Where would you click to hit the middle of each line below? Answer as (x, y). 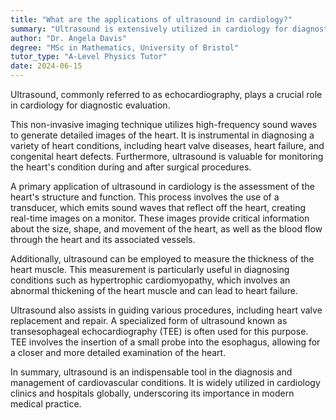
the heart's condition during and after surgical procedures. (131, 167)
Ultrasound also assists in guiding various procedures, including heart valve (166, 310)
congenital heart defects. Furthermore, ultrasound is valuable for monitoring (167, 156)
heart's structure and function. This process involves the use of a (145, 197)
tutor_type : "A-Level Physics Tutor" (89, 57)
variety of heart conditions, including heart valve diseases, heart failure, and (167, 145)
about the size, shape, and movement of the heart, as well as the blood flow (166, 229)
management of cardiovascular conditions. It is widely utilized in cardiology (165, 382)
